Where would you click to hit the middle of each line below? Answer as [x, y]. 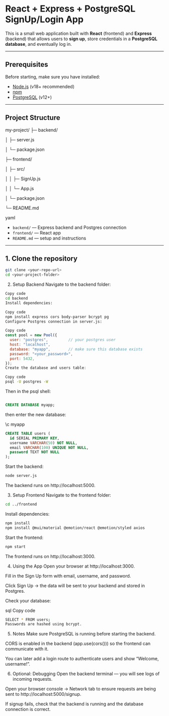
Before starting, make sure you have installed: [53, 76]
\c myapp [15, 424]
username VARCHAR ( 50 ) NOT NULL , [44, 443]
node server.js [21, 476]
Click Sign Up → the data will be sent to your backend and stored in [75, 585]
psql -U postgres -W [27, 382]
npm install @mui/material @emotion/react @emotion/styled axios [75, 528]
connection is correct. [28, 709]
